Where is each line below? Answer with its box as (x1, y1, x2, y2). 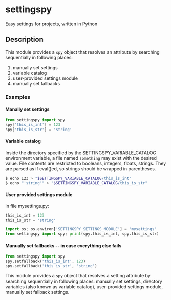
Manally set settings (5, 106, 50, 112)
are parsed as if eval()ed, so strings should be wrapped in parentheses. (5, 165, 156, 172)
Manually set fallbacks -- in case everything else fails (5, 242, 122, 249)
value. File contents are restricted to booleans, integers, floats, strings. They (5, 160, 166, 166)
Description (5, 35, 44, 44)
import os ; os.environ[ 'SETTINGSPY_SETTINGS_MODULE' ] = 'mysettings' (5, 227, 157, 232)
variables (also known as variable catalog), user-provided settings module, (5, 283, 163, 290)
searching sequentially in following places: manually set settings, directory (5, 278, 162, 284)
